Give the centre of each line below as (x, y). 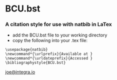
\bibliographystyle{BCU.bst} (35, 63)
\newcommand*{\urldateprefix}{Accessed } (49, 58)
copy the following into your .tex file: (50, 40)
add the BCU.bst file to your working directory (60, 35)
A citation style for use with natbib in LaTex (59, 24)
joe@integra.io (20, 72)
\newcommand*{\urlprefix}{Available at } (49, 54)
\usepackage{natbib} (27, 50)
